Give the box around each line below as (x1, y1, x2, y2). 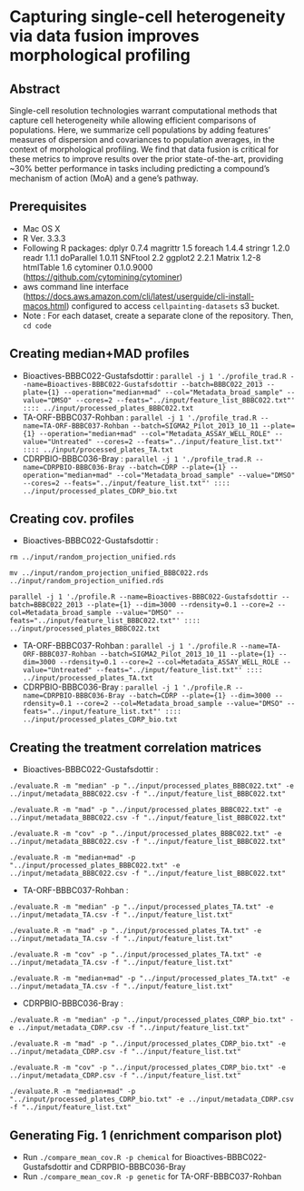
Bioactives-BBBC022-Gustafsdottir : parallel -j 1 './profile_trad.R (22, 370, 287, 381)
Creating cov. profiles (9, 511, 134, 527)
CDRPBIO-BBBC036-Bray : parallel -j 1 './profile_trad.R (22, 452, 252, 464)
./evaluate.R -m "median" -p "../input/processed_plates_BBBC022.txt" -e (9, 781, 295, 791)
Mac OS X (22, 223, 61, 233)
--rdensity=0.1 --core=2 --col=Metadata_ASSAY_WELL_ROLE (59, 658, 279, 667)
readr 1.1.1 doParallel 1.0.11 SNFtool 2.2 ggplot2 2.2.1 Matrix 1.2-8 (22, 252, 261, 263)
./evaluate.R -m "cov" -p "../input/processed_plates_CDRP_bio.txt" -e (9, 1063, 286, 1073)
